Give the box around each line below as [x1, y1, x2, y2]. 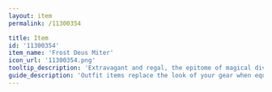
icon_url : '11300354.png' [8, 56, 96, 65]
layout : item [8, 11, 53, 20]
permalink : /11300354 [8, 19, 82, 27]
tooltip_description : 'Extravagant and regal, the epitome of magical [8, 64, 252, 73]
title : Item [8, 34, 49, 42]
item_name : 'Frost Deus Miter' [8, 49, 114, 57]
